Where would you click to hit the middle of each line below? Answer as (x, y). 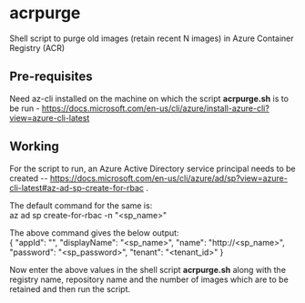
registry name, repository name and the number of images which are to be (149, 279)
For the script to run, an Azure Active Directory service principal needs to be (152, 168)
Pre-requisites (51, 77)
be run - (25, 108)
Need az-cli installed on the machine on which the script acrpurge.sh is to (149, 98)
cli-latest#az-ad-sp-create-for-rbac (76, 187)
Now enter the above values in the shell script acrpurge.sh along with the (148, 269)
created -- (29, 178)
